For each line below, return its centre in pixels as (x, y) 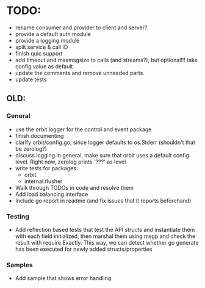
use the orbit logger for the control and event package (83, 129)
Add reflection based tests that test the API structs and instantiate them (105, 229)
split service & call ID (41, 47)
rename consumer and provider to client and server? (81, 27)
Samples (20, 265)
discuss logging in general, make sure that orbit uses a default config (102, 155)
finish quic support (39, 53)
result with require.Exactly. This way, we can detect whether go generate (107, 242)
